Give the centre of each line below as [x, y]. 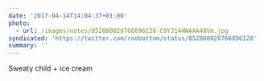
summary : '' [28, 46]
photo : [19, 23]
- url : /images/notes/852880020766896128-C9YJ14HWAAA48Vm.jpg [122, 30]
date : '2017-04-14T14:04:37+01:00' [68, 16]
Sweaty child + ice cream [50, 68]
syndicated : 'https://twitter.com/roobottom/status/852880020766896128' [133, 38]
